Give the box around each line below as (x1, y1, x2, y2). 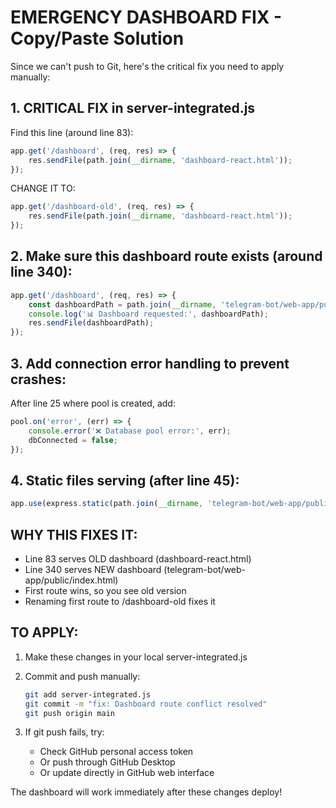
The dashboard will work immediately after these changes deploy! (10, 786, 283, 798)
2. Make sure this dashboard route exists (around (10, 248, 323, 265)
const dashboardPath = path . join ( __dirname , (28, 299, 217, 310)
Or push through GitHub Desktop (39, 756, 176, 768)
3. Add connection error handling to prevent (10, 355, 290, 372)
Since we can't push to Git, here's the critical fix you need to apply (10, 60, 285, 72)
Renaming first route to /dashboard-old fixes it (24, 596, 216, 607)
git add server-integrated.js (24, 689, 152, 700)
